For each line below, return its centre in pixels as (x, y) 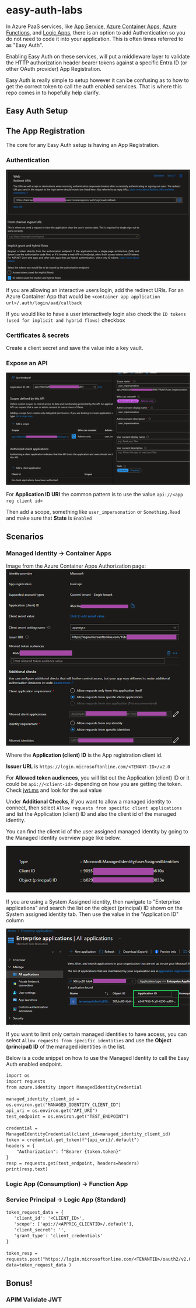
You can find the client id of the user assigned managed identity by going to (97, 831)
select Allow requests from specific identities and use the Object (89, 1040)
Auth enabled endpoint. (34, 1064)
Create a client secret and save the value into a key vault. (75, 348)
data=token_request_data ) (39, 1265)
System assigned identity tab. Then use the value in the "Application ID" (92, 914)
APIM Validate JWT (34, 1300)
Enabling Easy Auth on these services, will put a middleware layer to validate (98, 56)
